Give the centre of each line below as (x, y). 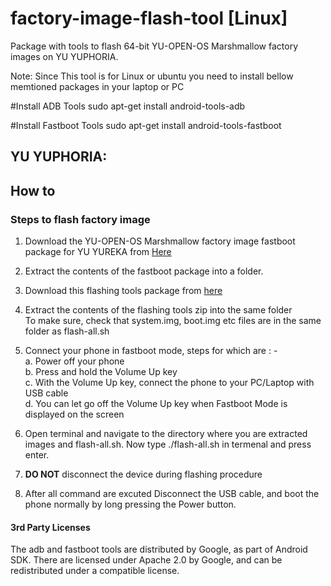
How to (33, 190)
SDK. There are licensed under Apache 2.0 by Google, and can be (146, 560)
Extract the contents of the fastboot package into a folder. (144, 271)
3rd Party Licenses (50, 527)
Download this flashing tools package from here (123, 291)
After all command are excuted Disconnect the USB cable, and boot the (172, 494)
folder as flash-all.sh (67, 331)
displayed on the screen (74, 414)
